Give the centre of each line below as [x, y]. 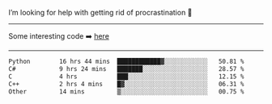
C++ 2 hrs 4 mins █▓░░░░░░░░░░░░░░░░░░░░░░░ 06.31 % [126, 84]
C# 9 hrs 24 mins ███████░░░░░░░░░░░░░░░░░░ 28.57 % [126, 69]
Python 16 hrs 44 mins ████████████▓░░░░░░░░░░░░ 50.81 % [126, 61]
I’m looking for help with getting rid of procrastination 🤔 [100, 12]
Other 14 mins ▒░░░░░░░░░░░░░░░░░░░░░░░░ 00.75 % [126, 92]
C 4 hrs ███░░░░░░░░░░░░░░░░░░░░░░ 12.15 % [126, 77]
